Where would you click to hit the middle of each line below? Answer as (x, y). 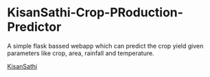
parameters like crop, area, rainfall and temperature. (81, 53)
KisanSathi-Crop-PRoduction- (95, 13)
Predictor (34, 27)
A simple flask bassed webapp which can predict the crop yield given (105, 46)
